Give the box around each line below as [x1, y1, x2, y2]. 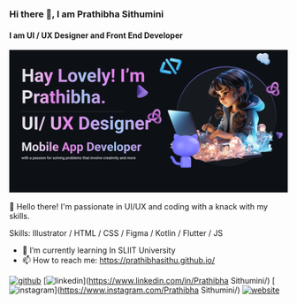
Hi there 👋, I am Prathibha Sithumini [9, 8, 164, 20]
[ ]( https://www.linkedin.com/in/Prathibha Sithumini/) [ [42, 275, 276, 285]
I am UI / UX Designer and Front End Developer [9, 30, 183, 41]
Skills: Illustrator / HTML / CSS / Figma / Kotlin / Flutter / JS [9, 227, 224, 238]
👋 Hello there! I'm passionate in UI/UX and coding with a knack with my [9, 201, 268, 211]
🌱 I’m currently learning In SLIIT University [21, 245, 176, 255]
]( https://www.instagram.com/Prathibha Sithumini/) [54, 285, 240, 295]
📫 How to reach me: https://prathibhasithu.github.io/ [21, 255, 216, 265]
